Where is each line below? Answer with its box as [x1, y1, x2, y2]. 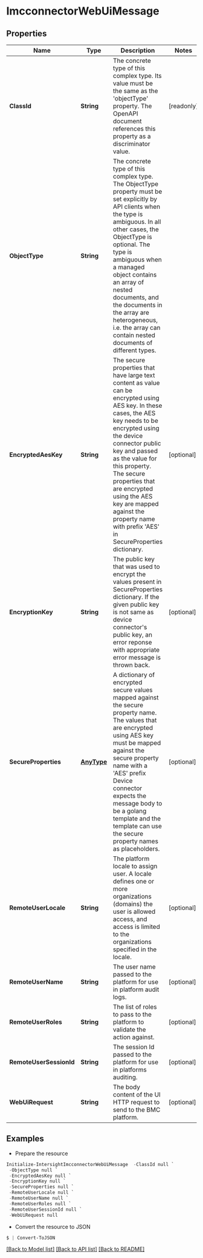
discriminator [112, 140, 150, 148]
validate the [112, 1026, 146, 1034]
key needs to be [112, 416, 158, 425]
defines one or [112, 877, 155, 885]
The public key [112, 555, 155, 563]
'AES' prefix [112, 769, 146, 777]
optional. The [112, 240, 150, 249]
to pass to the [112, 1011, 152, 1018]
